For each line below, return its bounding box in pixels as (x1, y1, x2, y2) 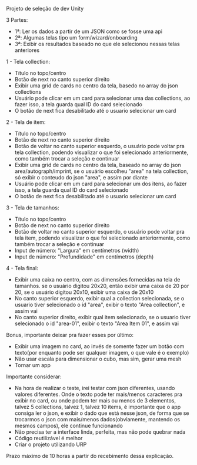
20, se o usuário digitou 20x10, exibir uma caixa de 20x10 (14, 289, 154, 296)
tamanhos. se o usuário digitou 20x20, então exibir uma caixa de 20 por (14, 283, 189, 289)
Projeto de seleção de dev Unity (6, 5, 84, 12)
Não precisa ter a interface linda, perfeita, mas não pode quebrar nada (14, 428, 186, 435)
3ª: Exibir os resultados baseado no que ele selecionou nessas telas (14, 41, 181, 47)
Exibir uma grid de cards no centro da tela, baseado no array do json (14, 162, 181, 168)
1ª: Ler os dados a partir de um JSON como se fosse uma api (14, 28, 163, 35)
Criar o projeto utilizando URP (14, 441, 87, 448)
